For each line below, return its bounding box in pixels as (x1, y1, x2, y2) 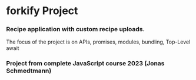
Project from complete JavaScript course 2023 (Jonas (6, 59, 165, 68)
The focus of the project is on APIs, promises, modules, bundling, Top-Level (6, 38, 191, 45)
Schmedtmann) (6, 66, 52, 75)
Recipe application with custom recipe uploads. (6, 25, 145, 34)
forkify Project (6, 4, 78, 18)
